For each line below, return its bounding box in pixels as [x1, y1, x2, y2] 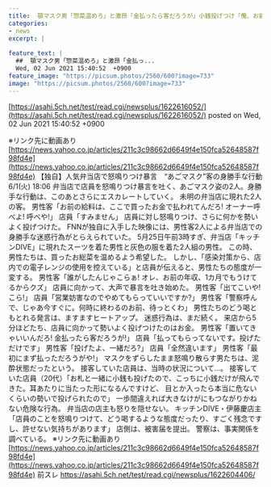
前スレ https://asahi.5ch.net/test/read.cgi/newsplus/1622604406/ [36, 469, 256, 479]
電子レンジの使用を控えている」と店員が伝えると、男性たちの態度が [29, 262, 256, 271]
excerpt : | [8, 34, 45, 43]
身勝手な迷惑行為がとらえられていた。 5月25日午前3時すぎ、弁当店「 [8, 232, 240, 241]
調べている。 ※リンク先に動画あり [8, 434, 121, 443]
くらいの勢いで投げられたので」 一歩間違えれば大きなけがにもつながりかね [8, 393, 257, 403]
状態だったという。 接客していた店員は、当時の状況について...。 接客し [15, 363, 251, 372]
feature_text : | [8, 49, 63, 57]
